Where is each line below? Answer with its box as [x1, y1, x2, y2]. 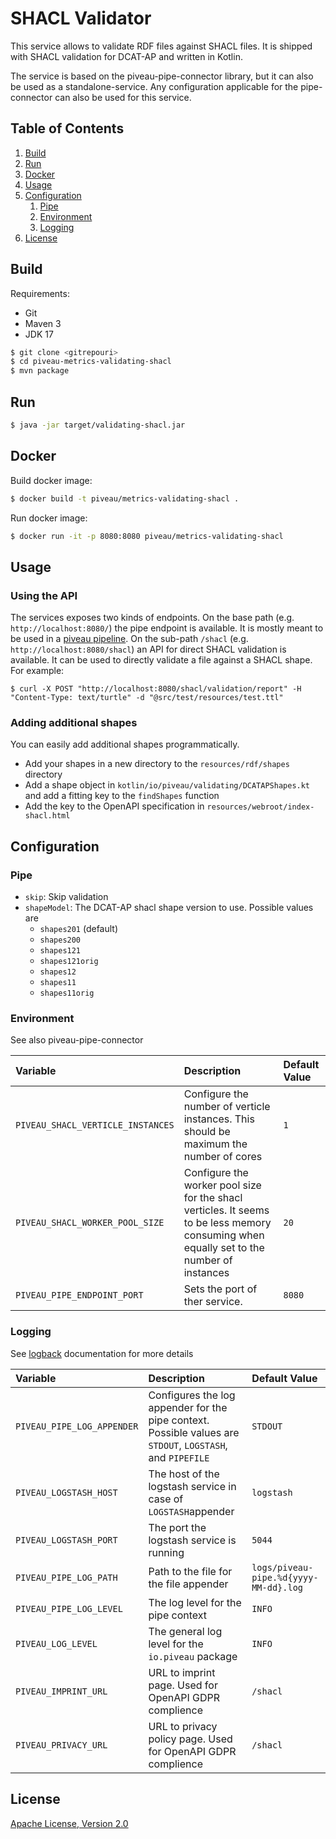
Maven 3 [24, 317, 62, 329]
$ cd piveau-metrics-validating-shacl [10, 357, 172, 367]
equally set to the [183, 1241, 265, 1255]
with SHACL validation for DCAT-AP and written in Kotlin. [10, 50, 243, 62]
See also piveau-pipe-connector [10, 1034, 144, 1046]
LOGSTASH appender [148, 1504, 235, 1518]
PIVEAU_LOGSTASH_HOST [15, 1487, 118, 1498]
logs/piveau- [251, 1562, 314, 1573]
